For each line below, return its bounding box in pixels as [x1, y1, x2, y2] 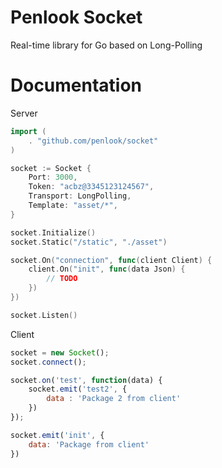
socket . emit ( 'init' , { [10, 430, 105, 440]
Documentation [10, 74, 143, 97]
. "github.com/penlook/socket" [28, 136, 159, 146]
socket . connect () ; [10, 357, 87, 367]
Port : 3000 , [28, 172, 78, 183]
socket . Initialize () [10, 227, 97, 238]
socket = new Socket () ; [10, 347, 110, 358]
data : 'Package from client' [28, 439, 150, 450]
